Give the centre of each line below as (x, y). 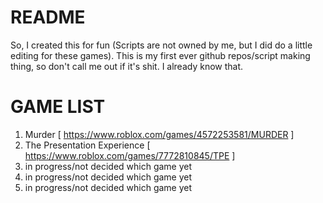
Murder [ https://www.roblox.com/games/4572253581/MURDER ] (159, 134)
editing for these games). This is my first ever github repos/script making (160, 55)
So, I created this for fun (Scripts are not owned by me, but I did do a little (161, 45)
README (48, 17)
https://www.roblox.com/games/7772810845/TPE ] (130, 155)
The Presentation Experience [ (87, 145)
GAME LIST (58, 107)
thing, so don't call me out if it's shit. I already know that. (127, 66)
